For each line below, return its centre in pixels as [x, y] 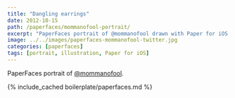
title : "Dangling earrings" [49, 14]
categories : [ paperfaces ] [45, 47]
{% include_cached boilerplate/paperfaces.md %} [80, 87]
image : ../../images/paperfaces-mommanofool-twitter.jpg [93, 40]
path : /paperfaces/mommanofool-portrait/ [69, 27]
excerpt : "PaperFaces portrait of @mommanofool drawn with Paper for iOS [118, 33]
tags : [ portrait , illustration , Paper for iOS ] [78, 54]
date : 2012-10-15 [33, 20]
